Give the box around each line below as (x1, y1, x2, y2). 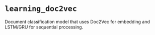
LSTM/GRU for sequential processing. (5, 24, 84, 30)
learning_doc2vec (5, 4, 77, 13)
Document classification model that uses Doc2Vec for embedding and (5, 18, 150, 24)
